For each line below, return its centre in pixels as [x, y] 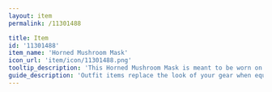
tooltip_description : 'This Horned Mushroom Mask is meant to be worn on [136, 68]
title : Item [28, 38]
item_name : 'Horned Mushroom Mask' [68, 53]
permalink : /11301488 [45, 23]
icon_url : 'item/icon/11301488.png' [70, 61]
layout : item [30, 16]
